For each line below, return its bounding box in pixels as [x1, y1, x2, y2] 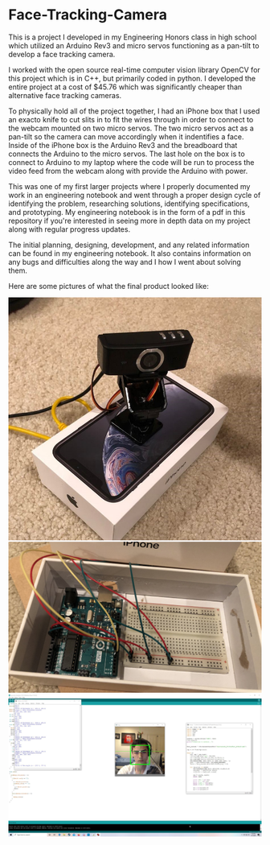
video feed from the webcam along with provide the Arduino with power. [8, 166, 248, 175]
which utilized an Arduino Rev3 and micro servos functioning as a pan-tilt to [8, 40, 260, 50]
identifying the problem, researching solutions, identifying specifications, [8, 199, 251, 208]
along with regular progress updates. [8, 224, 131, 234]
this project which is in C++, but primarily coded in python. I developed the [8, 73, 256, 83]
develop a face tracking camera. [8, 49, 116, 59]
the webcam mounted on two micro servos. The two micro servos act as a [8, 123, 255, 133]
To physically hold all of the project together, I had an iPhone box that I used [8, 106, 260, 116]
